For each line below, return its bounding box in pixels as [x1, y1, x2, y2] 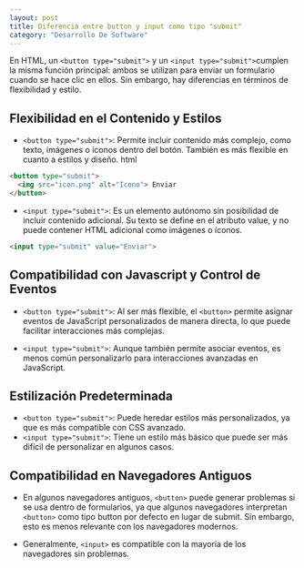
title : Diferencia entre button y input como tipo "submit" [9, 22, 243, 31]
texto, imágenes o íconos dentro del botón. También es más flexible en [22, 145, 289, 156]
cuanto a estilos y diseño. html [22, 154, 137, 165]
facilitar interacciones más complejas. [22, 325, 166, 336]
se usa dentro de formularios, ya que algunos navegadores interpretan [22, 502, 288, 512]
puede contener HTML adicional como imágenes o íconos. [22, 224, 243, 235]
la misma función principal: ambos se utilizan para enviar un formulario [9, 65, 276, 76]
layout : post [9, 13, 59, 23]
